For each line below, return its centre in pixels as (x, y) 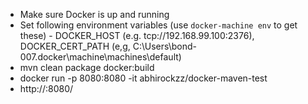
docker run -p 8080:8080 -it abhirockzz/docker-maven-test (143, 78)
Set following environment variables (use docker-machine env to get (158, 25)
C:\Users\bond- (165, 46)
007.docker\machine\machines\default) (100, 57)
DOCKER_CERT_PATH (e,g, (75, 46)
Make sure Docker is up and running (94, 14)
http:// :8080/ (46, 88)
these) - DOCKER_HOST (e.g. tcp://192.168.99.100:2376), (137, 35)
